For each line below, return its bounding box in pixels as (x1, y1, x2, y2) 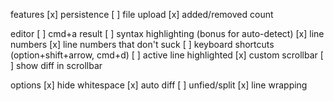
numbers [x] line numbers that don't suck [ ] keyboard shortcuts (10, 39, 275, 50)
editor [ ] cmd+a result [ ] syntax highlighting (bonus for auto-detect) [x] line (10, 28, 325, 39)
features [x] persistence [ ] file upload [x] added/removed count (10, 9, 274, 20)
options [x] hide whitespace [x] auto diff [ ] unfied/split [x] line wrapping (10, 79, 308, 91)
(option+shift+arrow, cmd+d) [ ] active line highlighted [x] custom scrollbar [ (10, 49, 324, 61)
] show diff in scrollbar (10, 60, 103, 71)
